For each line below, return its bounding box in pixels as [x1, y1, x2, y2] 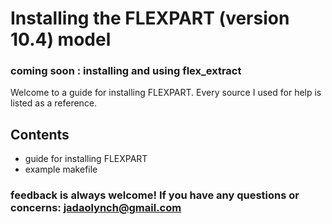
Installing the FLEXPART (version [10, 7, 290, 30]
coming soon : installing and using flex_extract [10, 64, 242, 78]
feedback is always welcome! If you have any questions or [10, 188, 300, 202]
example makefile [24, 163, 98, 176]
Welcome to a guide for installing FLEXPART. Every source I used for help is [10, 87, 322, 99]
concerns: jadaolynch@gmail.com [10, 201, 182, 215]
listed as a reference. [10, 97, 98, 109]
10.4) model [10, 28, 112, 51]
